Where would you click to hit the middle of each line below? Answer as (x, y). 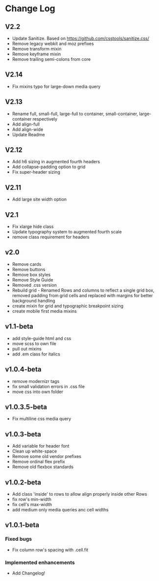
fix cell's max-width (32, 504)
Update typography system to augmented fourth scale (67, 232)
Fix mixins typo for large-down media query (56, 86)
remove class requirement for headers (51, 237)
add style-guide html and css (42, 338)
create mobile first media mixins (44, 311)
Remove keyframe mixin (36, 54)
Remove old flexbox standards (43, 467)
